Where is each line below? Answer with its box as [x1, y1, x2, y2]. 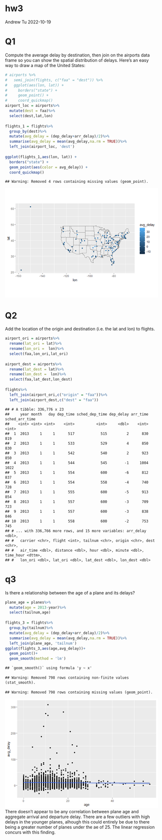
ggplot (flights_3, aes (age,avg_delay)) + [5, 646, 86, 651]
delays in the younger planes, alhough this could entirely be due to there [5, 819, 150, 825]
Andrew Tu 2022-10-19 [5, 19, 51, 25]
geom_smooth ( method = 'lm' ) [9, 656, 66, 661]
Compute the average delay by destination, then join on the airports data [5, 52, 150, 58]
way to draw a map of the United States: [5, 62, 86, 68]
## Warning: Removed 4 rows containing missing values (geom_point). [5, 179, 149, 184]
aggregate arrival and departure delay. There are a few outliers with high [5, 814, 150, 820]
